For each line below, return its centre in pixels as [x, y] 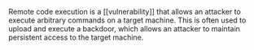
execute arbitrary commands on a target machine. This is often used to [127, 20]
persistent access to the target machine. [76, 37]
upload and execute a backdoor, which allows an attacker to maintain [124, 29]
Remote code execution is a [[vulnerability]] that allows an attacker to [125, 12]
